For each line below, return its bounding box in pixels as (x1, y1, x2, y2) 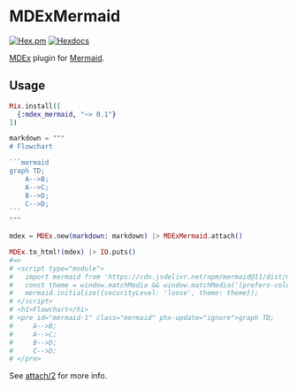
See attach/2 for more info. (9, 370, 108, 381)
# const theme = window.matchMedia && (9, 280, 161, 289)
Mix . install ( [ (9, 102, 62, 111)
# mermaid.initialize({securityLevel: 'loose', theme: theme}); (9, 289, 259, 298)
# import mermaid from (9, 272, 101, 281)
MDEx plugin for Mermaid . (9, 52, 104, 63)
